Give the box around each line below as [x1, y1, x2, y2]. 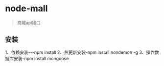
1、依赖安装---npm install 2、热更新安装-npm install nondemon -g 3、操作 [5, 49, 155, 55]
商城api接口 [17, 20, 41, 25]
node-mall [5, 3, 48, 14]
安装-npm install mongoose [13, 55, 69, 61]
